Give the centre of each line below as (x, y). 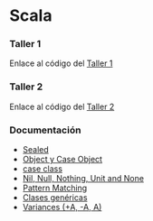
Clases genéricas (55, 198)
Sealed (36, 150)
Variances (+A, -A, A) (62, 207)
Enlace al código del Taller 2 (62, 106)
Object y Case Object (62, 160)
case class (43, 169)
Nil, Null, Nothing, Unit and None (83, 179)
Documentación (45, 130)
